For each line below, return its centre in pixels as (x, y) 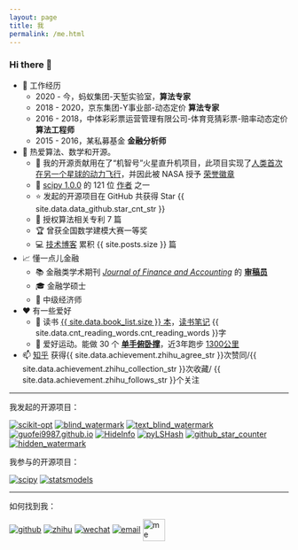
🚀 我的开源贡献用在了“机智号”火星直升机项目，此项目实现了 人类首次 (159, 163)
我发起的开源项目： (44, 407)
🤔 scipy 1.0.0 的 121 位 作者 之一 (93, 185)
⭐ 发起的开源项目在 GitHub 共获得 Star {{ (110, 196)
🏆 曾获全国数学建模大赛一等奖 (91, 230)
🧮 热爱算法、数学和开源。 (68, 151)
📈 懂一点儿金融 (51, 258)
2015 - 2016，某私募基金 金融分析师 (101, 140)
